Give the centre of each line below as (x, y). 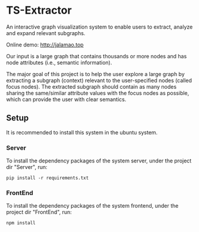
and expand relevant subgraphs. (46, 33)
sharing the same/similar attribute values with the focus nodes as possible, (98, 93)
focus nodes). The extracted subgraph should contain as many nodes (91, 86)
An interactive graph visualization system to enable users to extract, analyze (99, 27)
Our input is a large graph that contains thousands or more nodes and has (97, 56)
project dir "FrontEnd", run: (39, 212)
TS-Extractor (39, 10)
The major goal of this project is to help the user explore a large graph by (96, 74)
